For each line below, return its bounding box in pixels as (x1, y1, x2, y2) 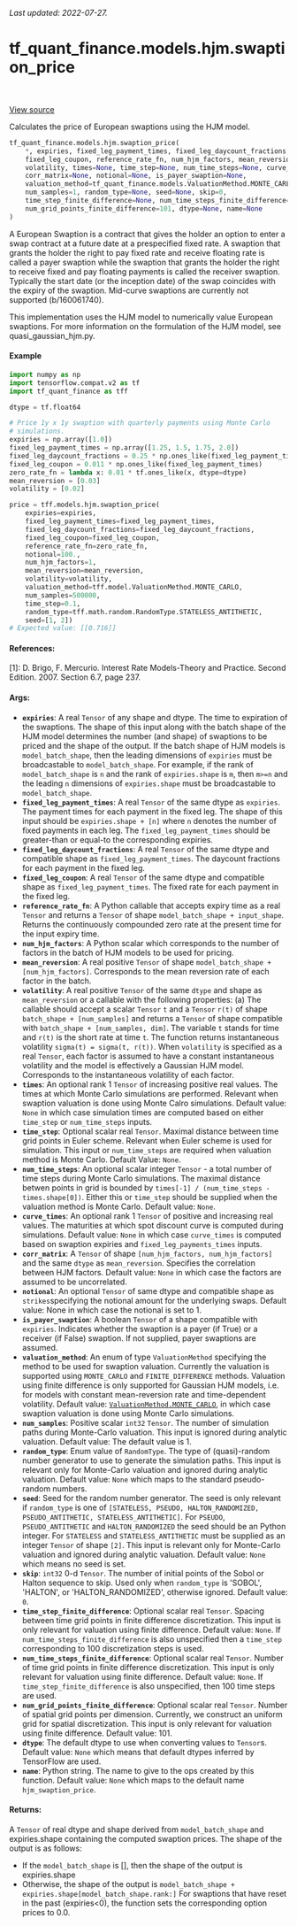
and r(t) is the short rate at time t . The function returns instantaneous (21, 1031, 280, 1043)
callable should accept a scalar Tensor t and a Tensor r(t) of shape (21, 1004, 268, 1014)
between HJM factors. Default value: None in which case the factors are (21, 1267, 282, 1277)
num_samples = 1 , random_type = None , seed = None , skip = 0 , (25, 188, 227, 197)
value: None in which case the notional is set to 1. (21, 1305, 202, 1315)
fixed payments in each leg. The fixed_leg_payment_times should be (21, 825, 271, 836)
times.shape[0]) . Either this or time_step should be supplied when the (21, 1191, 278, 1202)
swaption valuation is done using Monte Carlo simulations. (21, 1407, 235, 1419)
